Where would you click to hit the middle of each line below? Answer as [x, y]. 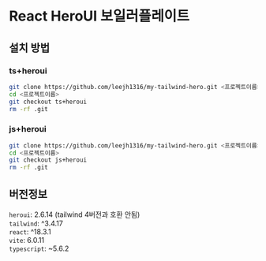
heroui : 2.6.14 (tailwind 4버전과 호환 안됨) [75, 214]
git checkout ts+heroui [48, 102]
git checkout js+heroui [48, 160]
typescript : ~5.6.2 [39, 248]
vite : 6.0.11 [27, 240]
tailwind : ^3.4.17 [36, 223]
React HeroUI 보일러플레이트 [99, 16]
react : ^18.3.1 [30, 231]
